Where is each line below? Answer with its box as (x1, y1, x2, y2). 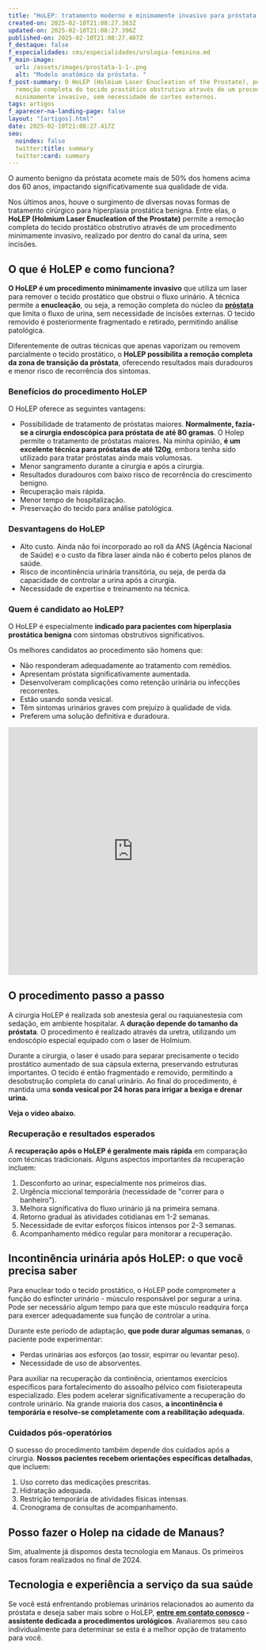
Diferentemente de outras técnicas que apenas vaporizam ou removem (8, 341, 241, 351)
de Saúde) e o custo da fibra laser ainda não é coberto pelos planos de (19, 550, 252, 559)
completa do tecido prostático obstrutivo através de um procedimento (8, 223, 237, 232)
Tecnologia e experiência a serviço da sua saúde (8, 1578, 253, 1591)
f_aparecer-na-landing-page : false (8, 108, 126, 116)
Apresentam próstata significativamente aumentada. (19, 669, 192, 678)
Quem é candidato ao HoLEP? (8, 604, 124, 615)
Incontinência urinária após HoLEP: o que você (8, 1252, 244, 1265)
